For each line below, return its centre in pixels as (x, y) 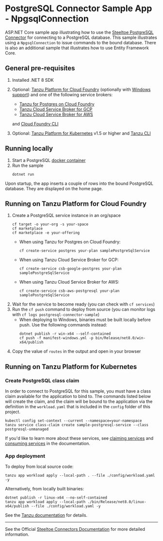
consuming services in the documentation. (48, 444)
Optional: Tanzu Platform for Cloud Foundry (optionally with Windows (81, 89)
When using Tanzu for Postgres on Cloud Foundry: (70, 242)
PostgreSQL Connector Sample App (79, 9)
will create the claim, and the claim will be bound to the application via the (79, 401)
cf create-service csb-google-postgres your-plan (71, 269)
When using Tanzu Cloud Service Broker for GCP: (69, 260)
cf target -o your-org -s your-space (50, 224)
